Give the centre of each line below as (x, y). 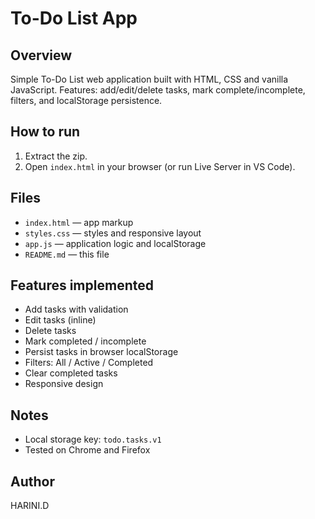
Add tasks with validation (76, 309)
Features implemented (82, 285)
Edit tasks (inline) (60, 320)
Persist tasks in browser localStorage (101, 352)
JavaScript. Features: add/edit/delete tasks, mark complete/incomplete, (158, 90)
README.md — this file (67, 254)
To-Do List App (74, 18)
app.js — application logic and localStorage (115, 243)
